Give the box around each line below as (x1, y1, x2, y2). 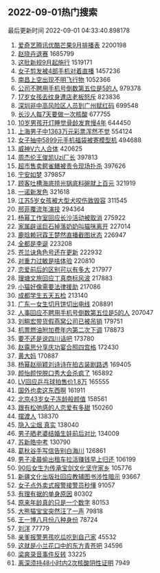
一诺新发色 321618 (17, 187, 70, 195)
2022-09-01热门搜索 (8, 6, 98, 19)
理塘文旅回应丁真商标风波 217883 (17, 273, 113, 282)
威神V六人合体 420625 (17, 144, 83, 153)
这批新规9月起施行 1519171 (17, 58, 93, 66)
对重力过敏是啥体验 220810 (17, 256, 95, 264)
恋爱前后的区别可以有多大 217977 (17, 265, 113, 273)
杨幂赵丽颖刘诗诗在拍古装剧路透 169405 (17, 360, 131, 368)
